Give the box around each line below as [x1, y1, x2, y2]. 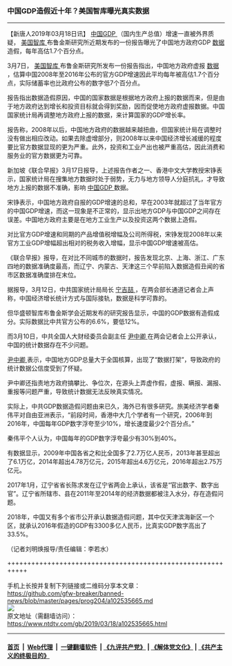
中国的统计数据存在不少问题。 [7, 341, 92, 349]
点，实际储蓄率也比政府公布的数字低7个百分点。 [7, 79, 144, 87]
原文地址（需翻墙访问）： [7, 612, 77, 620]
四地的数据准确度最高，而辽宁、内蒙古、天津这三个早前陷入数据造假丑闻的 [7, 262, 219, 270]
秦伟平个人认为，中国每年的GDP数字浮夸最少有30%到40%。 [7, 434, 181, 443]
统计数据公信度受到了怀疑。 [7, 364, 86, 373]
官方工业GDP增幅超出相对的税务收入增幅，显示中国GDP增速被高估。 [7, 239, 202, 247]
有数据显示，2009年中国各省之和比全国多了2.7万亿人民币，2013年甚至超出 [7, 449, 220, 457]
